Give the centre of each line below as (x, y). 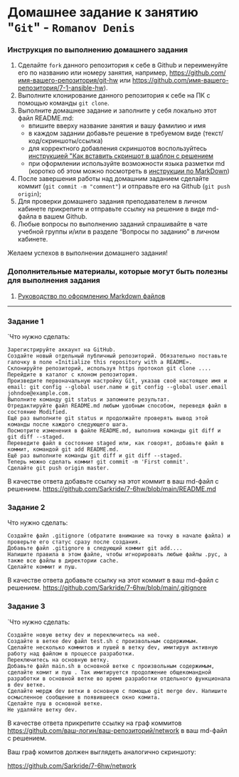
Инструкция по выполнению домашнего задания (98, 50)
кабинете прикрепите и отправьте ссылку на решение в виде (111, 209)
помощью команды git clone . (63, 103)
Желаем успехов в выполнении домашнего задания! (88, 253)
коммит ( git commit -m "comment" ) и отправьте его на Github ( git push (124, 187)
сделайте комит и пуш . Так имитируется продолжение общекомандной (110, 672)
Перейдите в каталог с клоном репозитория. (73, 375)
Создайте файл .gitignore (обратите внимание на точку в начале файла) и (119, 536)
